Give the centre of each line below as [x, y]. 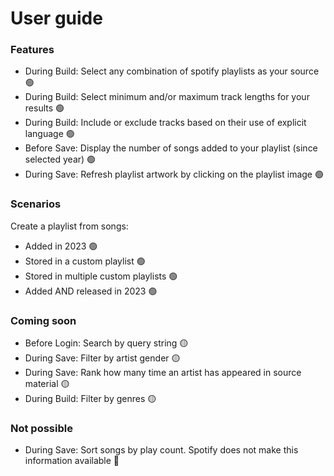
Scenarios [36, 204]
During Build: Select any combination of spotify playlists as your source [172, 71]
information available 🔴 [72, 461]
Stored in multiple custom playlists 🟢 [101, 276]
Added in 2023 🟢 [61, 246]
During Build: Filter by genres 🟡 [90, 399]
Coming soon [43, 320]
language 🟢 [49, 134]
